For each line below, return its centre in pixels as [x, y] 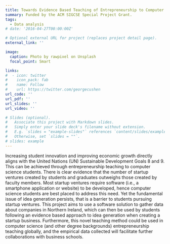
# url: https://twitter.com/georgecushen [53, 89]
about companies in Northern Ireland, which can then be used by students [83, 209]
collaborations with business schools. [44, 236]
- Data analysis [27, 24]
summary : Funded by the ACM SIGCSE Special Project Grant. [69, 15]
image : [12, 52]
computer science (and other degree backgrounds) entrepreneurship [77, 226]
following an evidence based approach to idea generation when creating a [83, 215]
